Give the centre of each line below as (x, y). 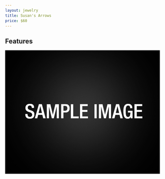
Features (19, 41)
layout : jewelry (22, 10)
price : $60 (16, 21)
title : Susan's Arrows (28, 15)
